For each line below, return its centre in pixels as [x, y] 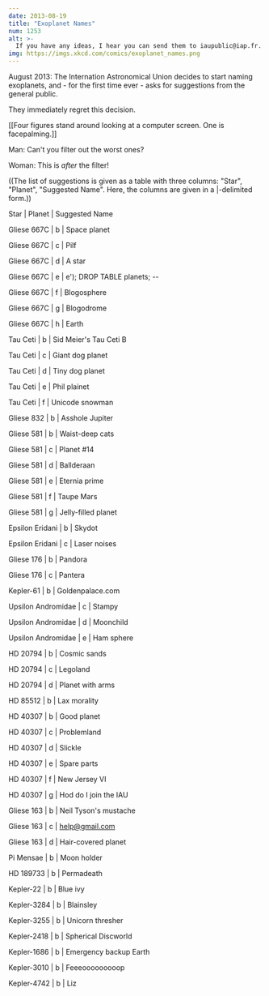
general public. [33, 94]
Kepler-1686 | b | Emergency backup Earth [79, 952]
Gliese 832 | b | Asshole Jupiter [61, 418]
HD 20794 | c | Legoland [49, 669]
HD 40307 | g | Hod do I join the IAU [68, 795]
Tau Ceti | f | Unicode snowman [61, 402]
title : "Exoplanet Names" [52, 24]
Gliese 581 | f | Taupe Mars [53, 496]
